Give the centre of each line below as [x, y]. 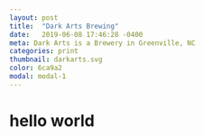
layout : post [34, 18]
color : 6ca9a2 [36, 68]
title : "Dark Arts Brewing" [64, 26]
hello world [52, 120]
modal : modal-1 [38, 77]
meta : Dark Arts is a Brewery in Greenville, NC [102, 43]
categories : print [44, 51]
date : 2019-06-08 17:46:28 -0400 [76, 34]
